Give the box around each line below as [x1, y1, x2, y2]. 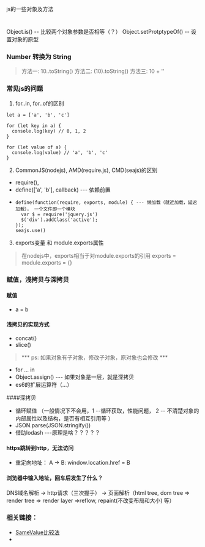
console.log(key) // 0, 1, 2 [12, 128, 86, 134]
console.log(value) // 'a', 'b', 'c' [12, 149, 108, 155]
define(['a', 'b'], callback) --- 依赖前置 [15, 186, 111, 193]
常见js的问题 [6, 85, 43, 93]
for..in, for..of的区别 [15, 99, 64, 107]
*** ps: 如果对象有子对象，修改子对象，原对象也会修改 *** [21, 354, 168, 361]
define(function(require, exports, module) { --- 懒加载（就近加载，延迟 [15, 199, 198, 206]
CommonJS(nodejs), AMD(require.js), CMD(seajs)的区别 [15, 166, 158, 174]
